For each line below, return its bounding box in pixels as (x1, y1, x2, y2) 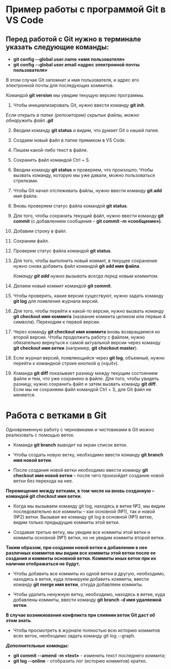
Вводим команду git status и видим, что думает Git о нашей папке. (13, 127, 160, 133)
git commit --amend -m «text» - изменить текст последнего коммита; (13, 652, 166, 658)
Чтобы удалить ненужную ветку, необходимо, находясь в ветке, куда (13, 591, 165, 597)
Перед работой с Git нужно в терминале (6, 35, 141, 43)
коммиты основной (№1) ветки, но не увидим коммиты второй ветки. (13, 534, 165, 541)
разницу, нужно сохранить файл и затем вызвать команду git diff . (13, 381, 157, 387)
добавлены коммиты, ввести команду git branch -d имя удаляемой (13, 597, 162, 603)
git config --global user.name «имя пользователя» (13, 56, 125, 62)
